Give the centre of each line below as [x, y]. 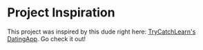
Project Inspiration [61, 13]
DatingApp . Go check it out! [47, 38]
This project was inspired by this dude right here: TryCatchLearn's [101, 32]
